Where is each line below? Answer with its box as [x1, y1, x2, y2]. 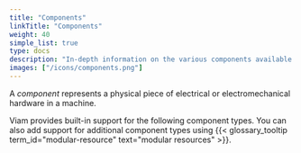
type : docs [9, 47, 50, 56]
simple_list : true [9, 38, 78, 48]
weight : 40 [9, 30, 50, 39]
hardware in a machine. [9, 97, 96, 108]
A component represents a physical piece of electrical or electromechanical [9, 87, 291, 99]
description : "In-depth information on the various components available [9, 55, 293, 64]
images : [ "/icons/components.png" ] [9, 64, 143, 73]
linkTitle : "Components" [9, 22, 103, 31]
